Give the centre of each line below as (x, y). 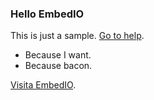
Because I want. (58, 55)
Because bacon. (58, 66)
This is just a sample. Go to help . (77, 36)
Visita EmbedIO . (43, 85)
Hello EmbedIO (47, 14)
